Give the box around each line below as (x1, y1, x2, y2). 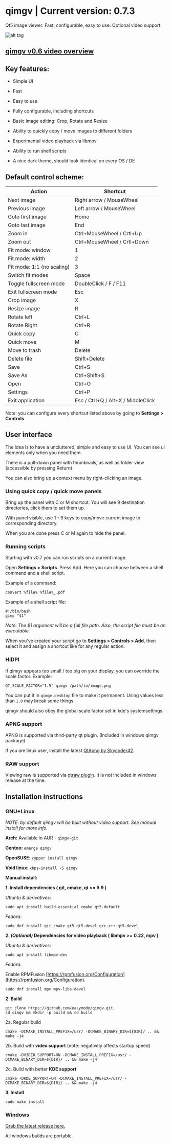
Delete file (8, 355, 32, 362)
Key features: (5, 64, 50, 73)
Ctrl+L (75, 313, 90, 321)
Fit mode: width (8, 255, 45, 262)
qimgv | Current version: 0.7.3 (5, 5, 135, 17)
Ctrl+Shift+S (75, 371, 105, 379)
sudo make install (5, 1099, 45, 1104)
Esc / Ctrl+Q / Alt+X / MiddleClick (75, 397, 155, 404)
